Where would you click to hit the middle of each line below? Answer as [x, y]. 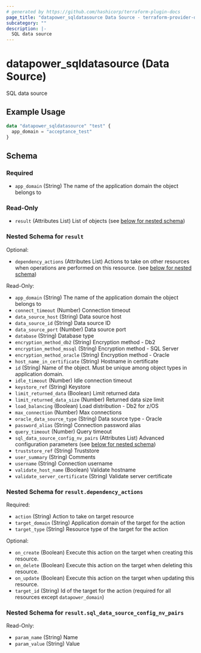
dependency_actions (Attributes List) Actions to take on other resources [102, 261]
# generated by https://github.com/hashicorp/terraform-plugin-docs [93, 12]
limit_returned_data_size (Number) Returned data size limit [89, 399]
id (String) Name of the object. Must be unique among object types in [101, 368]
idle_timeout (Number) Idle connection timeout [74, 380]
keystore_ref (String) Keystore [53, 387]
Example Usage [36, 112]
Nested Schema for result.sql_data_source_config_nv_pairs [95, 612]
